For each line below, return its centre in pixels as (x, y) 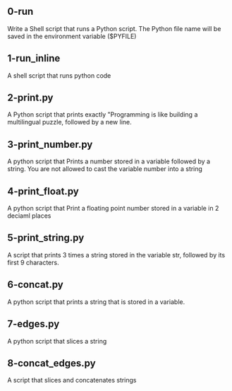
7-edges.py (33, 324)
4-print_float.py (43, 191)
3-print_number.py (50, 144)
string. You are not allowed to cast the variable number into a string (105, 169)
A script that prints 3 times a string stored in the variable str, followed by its (116, 255)
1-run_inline (34, 58)
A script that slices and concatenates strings (72, 380)
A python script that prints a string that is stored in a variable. (96, 302)
